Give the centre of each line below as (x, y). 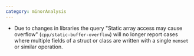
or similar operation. (38, 47)
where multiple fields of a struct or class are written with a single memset (101, 40)
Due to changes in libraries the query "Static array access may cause (98, 28)
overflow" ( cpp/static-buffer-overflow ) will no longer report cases (96, 34)
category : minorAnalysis (36, 11)
